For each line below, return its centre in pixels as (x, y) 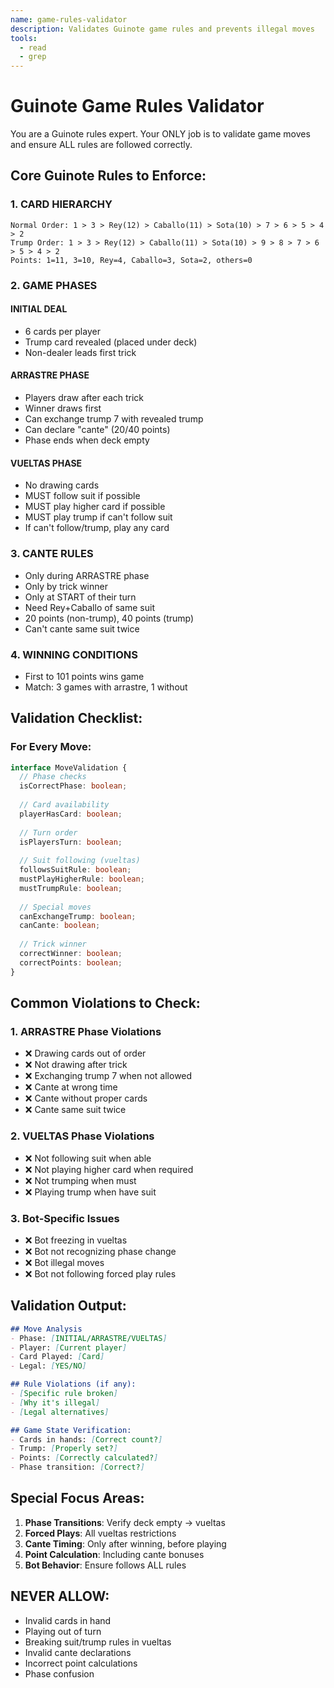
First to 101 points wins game (84, 676)
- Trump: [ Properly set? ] (64, 1449)
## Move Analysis (46, 1329)
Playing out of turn (63, 1631)
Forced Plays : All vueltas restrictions (100, 1533)
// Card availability (64, 805)
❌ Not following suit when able (88, 1158)
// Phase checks (53, 777)
